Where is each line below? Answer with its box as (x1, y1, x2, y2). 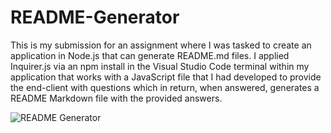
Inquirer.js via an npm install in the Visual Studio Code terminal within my (10, 60, 310, 72)
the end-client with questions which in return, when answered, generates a (10, 81, 320, 93)
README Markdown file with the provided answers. (10, 92, 223, 104)
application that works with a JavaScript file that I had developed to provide (10, 71, 322, 83)
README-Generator (10, 6, 180, 29)
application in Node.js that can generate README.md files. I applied (10, 49, 290, 61)
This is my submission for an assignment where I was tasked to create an (10, 39, 312, 51)
